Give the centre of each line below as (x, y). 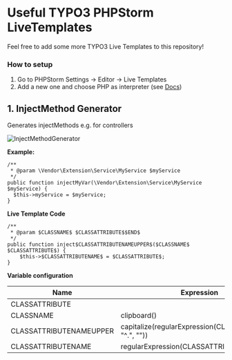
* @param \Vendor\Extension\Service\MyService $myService (95, 171)
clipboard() (139, 316)
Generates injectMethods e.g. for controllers (70, 125)
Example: (21, 152)
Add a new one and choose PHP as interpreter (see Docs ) (99, 87)
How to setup (30, 64)
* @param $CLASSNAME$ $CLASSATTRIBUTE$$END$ (75, 233)
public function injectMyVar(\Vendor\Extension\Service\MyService (105, 183)
